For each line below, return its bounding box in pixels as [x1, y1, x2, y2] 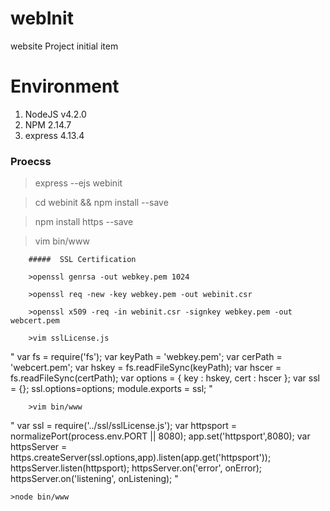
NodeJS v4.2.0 [24, 108, 87, 120]
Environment [10, 75, 120, 98]
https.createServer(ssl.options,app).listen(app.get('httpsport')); [10, 452, 272, 464]
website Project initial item [10, 40, 119, 52]
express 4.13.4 [24, 129, 85, 141]
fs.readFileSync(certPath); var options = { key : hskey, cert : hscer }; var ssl [10, 372, 320, 384]
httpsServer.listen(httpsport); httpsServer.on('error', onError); [10, 462, 263, 474]
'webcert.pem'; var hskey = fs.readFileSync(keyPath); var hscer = [10, 362, 282, 374]
